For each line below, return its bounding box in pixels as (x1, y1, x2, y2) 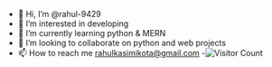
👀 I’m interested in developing (17, 18, 129, 29)
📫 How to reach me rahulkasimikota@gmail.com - (17, 48, 206, 58)
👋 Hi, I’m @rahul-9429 (17, 9, 101, 19)
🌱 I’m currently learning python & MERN (17, 28, 166, 38)
